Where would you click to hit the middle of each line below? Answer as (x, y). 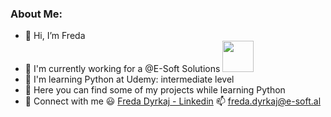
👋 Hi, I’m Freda (55, 36)
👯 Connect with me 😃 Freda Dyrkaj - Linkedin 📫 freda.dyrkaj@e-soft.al (173, 101)
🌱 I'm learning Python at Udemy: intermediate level (129, 79)
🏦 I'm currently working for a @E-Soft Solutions (122, 69)
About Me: (36, 14)
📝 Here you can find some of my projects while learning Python (155, 90)
